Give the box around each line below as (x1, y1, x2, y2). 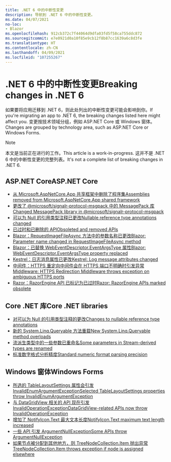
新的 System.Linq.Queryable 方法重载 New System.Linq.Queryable (12, 328, 151, 334)
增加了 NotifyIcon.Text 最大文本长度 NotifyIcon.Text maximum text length (12, 416, 165, 422)
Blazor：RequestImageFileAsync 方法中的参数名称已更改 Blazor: (12, 233, 146, 239)
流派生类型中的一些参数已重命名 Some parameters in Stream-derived (12, 339, 156, 345)
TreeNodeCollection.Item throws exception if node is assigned (12, 446, 144, 452)
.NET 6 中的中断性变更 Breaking (5, 78, 138, 90)
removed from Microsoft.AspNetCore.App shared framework (12, 197, 140, 203)
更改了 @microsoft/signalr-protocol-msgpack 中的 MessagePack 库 (12, 203, 155, 209)
